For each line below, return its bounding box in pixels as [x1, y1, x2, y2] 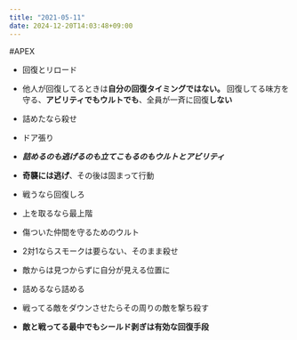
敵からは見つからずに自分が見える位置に [21, 264, 171, 275]
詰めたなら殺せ [21, 113, 77, 124]
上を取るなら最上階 [21, 207, 93, 218]
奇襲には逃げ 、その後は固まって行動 [21, 170, 155, 181]
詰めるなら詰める [21, 283, 85, 294]
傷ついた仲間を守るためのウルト [21, 226, 140, 237]
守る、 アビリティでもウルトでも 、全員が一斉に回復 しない [21, 94, 233, 105]
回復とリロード [21, 64, 77, 75]
